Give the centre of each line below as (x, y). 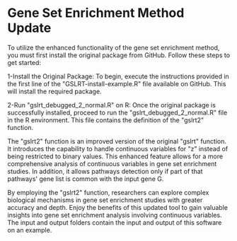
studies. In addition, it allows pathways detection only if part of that (105, 171)
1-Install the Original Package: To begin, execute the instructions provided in (118, 76)
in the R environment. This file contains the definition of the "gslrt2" (105, 120)
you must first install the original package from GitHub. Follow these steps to (119, 55)
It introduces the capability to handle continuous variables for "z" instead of (118, 148)
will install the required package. (54, 91)
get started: (24, 62)
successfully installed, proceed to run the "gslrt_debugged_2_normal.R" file (117, 112)
